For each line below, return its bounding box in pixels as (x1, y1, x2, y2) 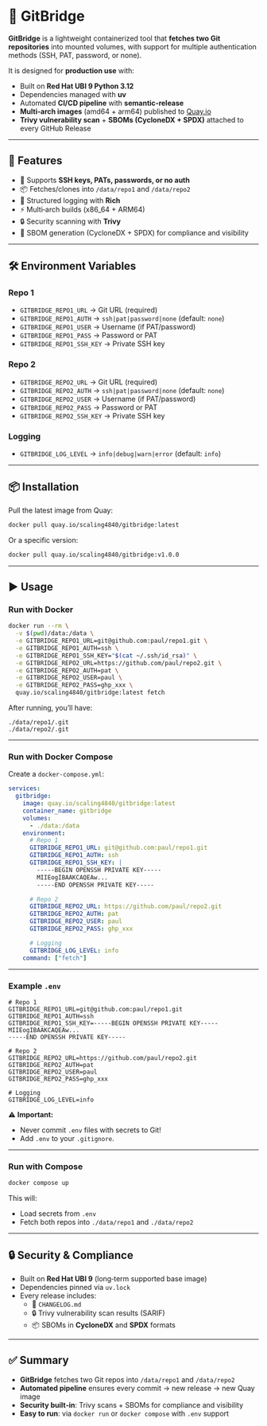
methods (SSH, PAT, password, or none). (8, 50, 142, 60)
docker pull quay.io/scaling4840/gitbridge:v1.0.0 (8, 551, 180, 559)
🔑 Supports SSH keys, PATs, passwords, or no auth (19, 175, 191, 185)
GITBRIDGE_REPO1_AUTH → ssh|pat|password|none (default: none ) (19, 314, 225, 323)
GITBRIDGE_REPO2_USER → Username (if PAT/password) (19, 394, 196, 403)
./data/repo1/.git (8, 719, 69, 727)
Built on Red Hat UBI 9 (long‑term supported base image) (19, 1273, 207, 1284)
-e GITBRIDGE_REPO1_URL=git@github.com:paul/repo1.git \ (15, 637, 208, 645)
